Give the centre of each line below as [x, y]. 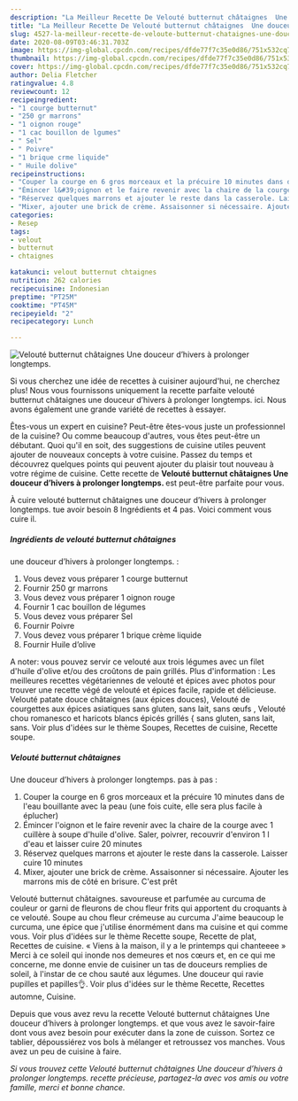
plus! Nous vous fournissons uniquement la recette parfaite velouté [133, 391]
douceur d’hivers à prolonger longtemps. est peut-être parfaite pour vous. [147, 483]
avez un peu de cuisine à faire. [66, 1051]
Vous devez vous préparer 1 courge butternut [105, 579]
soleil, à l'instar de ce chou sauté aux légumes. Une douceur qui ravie [137, 974]
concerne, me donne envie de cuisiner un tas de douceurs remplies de [139, 965]
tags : [20, 231]
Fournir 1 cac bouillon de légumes [84, 607]
